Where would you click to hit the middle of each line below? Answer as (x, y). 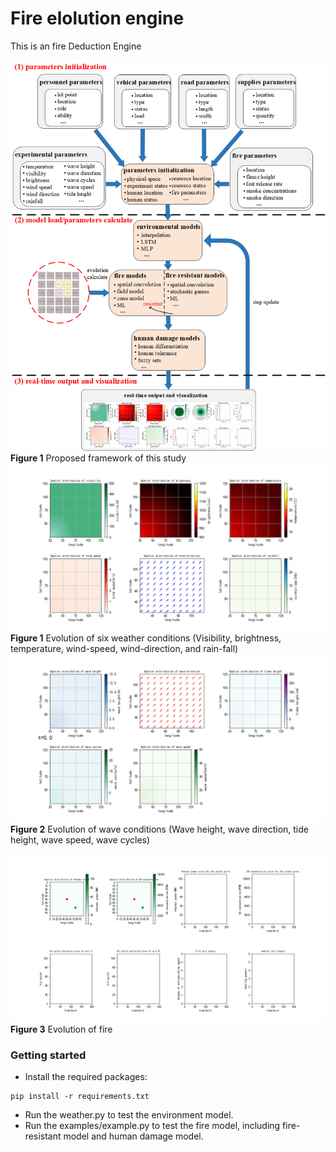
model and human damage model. (133, 1136)
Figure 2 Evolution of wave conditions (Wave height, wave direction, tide (159, 829)
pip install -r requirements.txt (80, 1097)
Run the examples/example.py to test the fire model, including (152, 1126)
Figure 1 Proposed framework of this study (98, 458)
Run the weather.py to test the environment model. (129, 1115)
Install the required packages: (86, 1077)
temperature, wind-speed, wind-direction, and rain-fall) (124, 649)
